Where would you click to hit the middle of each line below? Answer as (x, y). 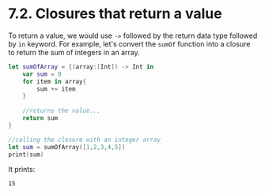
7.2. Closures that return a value (115, 14)
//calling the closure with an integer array (84, 140)
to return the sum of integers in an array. (74, 52)
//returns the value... (62, 111)
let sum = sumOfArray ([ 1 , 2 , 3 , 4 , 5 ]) (67, 147)
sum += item (57, 89)
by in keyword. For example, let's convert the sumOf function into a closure (129, 43)
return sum (40, 118)
